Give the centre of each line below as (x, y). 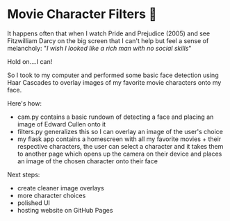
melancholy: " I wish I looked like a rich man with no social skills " (99, 48)
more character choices (51, 195)
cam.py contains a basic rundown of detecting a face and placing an (115, 117)
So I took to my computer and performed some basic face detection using (113, 75)
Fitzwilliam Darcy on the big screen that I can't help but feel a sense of (108, 40)
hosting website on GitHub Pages (65, 210)
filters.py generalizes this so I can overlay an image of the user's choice (120, 131)
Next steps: (24, 174)
